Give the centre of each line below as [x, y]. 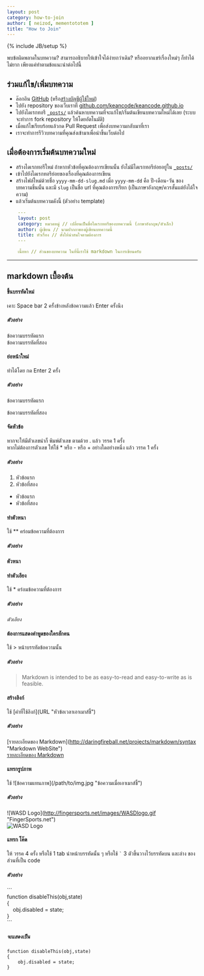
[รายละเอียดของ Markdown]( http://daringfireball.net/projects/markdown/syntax [101, 741]
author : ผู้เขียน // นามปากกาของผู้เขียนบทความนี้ [65, 229]
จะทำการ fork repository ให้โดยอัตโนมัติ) [60, 119]
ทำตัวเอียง [17, 575]
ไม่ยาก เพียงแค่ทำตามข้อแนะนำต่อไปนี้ [44, 65]
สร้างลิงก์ [16, 698]
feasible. [32, 684]
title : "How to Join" [34, 29]
